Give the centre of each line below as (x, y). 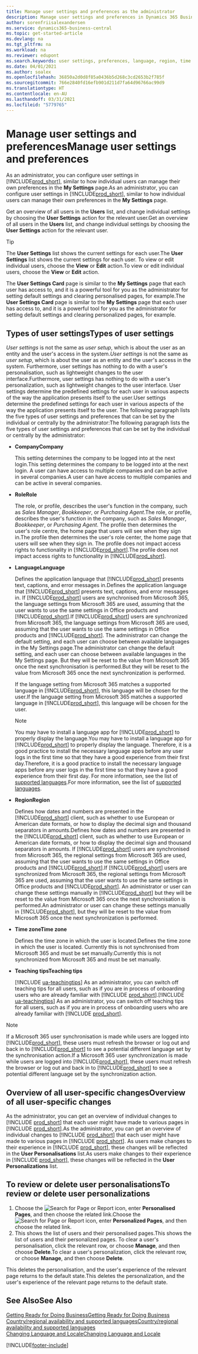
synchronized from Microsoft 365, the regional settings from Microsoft (100, 874)
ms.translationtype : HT (35, 88)
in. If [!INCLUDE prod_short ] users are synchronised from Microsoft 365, (102, 598)
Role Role (26, 495)
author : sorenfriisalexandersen (46, 22)
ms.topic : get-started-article (44, 34)
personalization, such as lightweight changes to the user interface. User (93, 385)
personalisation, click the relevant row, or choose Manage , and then (97, 1246)
